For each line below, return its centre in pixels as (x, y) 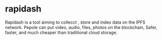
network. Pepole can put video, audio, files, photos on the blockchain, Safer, (81, 27)
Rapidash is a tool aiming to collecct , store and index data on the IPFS (75, 22)
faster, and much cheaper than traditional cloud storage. (61, 32)
